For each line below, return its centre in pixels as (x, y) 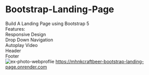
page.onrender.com (26, 67)
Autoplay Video (22, 45)
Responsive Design (26, 34)
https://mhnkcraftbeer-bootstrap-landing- (100, 61)
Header (13, 51)
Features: (15, 29)
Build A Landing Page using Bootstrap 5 (47, 23)
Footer (12, 56)
